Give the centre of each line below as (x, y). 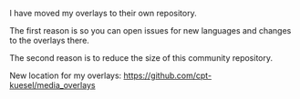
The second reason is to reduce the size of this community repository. (141, 58)
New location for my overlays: (66, 75)
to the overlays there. (49, 40)
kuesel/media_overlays (52, 85)
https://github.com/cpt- (168, 75)
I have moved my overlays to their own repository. (103, 13)
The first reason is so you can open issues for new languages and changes (150, 30)
